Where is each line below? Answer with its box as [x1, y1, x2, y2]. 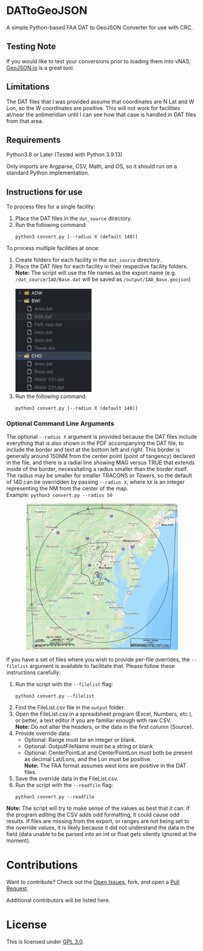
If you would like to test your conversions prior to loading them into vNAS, [6, 57, 191, 64]
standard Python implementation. [6, 169, 90, 176]
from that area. [6, 117, 44, 125]
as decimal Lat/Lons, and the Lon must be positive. [24, 755, 152, 762]
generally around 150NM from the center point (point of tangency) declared [6, 452, 196, 459]
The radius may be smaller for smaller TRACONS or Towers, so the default [6, 472, 193, 479]
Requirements [6, 134, 61, 145]
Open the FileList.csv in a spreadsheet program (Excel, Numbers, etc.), [15, 710, 193, 717]
